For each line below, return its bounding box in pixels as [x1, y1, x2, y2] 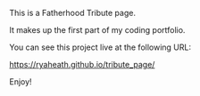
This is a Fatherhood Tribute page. [9, 8, 137, 18]
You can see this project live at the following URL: [9, 42, 192, 52]
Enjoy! [9, 76, 33, 87]
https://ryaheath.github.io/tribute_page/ [9, 60, 155, 69]
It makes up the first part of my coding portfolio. [9, 25, 186, 35]
